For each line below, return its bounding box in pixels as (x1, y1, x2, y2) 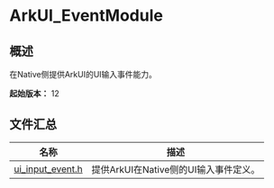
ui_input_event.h (14, 163, 83, 175)
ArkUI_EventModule (9, 5, 164, 26)
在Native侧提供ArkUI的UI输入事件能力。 (9, 69, 158, 79)
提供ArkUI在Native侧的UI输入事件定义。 (91, 163, 260, 175)
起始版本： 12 (9, 88, 60, 99)
